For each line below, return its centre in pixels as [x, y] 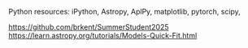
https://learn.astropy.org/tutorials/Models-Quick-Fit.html [103, 36]
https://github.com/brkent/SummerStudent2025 [89, 27]
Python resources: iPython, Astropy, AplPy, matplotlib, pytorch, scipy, [125, 12]
